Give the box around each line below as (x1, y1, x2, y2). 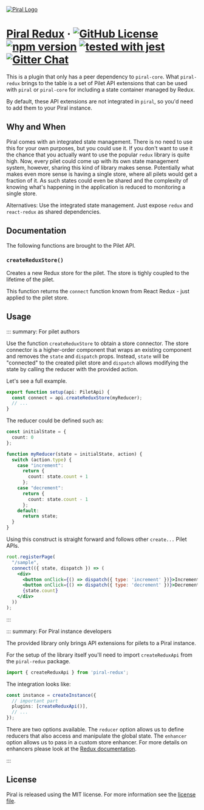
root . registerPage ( (6, 554, 56, 560)
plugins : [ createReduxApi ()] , (12, 704, 88, 710)
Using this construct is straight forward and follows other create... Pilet (6, 536, 187, 543)
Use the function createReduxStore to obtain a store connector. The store (6, 340, 189, 347)
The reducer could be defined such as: (6, 417, 104, 424)
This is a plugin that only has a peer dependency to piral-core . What (6, 73, 179, 80)
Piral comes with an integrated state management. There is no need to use (6, 138, 193, 145)
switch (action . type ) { (12, 456, 72, 463)
